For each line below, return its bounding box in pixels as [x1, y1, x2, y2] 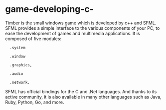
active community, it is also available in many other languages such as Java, [5, 94, 162, 100]
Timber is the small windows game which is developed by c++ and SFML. [5, 20, 157, 26]
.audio [9, 71, 23, 76]
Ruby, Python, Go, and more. [5, 99, 64, 105]
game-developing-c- [5, 3, 94, 15]
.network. [9, 80, 30, 85]
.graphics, [9, 62, 32, 67]
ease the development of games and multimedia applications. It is [5, 30, 141, 36]
